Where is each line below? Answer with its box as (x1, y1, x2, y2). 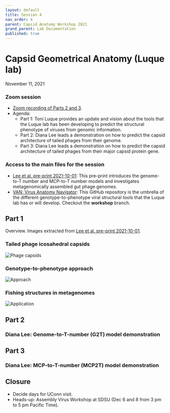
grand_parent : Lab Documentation (5, 26, 76, 32)
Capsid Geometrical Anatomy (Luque (5, 53, 165, 65)
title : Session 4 (5, 12, 42, 17)
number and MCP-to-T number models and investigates (22, 178, 140, 184)
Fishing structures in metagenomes (5, 289, 95, 296)
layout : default (5, 7, 40, 13)
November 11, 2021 (5, 80, 45, 87)
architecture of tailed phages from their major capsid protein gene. (20, 148, 160, 154)
